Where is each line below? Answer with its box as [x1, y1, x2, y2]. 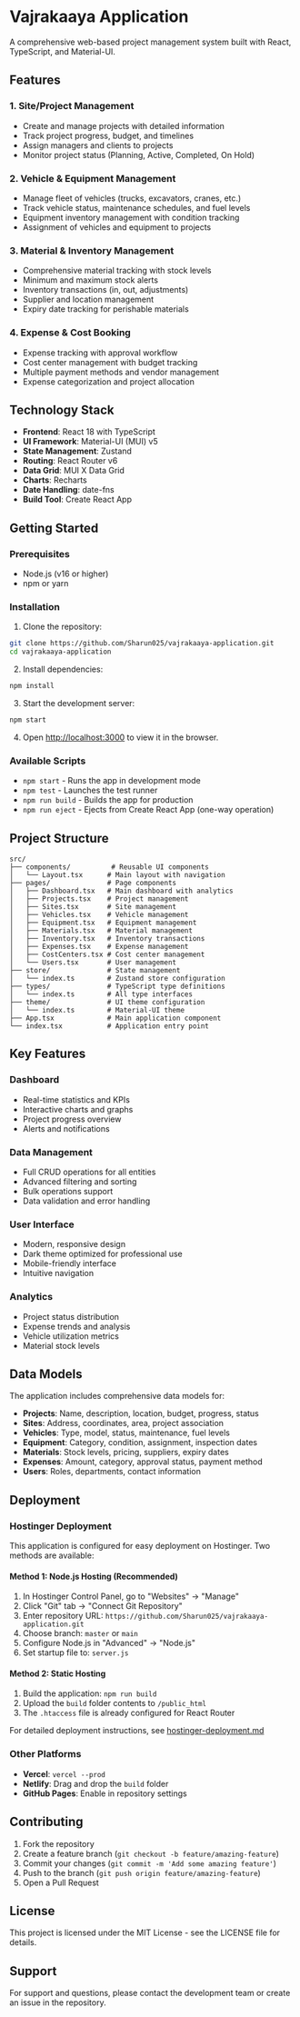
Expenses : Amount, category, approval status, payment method [22, 1456, 263, 1467]
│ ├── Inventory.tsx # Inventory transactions [9, 934, 205, 943]
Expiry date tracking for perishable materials [22, 304, 189, 315]
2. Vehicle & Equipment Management [9, 172, 176, 185]
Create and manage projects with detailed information [22, 120, 225, 131]
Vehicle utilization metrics [22, 1330, 120, 1342]
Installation [9, 600, 61, 613]
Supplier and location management [22, 294, 155, 305]
